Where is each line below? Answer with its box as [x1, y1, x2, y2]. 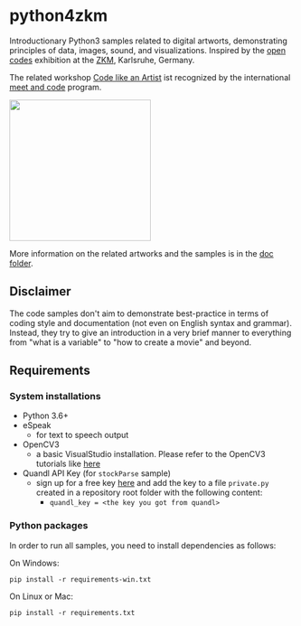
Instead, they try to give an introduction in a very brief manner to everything [9, 327, 292, 338]
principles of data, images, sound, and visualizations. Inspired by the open [9, 44, 287, 55]
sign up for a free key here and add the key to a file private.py [35, 478, 269, 489]
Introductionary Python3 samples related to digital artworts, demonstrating [9, 35, 287, 46]
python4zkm [9, 5, 108, 26]
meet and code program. [9, 81, 102, 92]
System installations [9, 390, 101, 403]
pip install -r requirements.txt [9, 608, 136, 617]
